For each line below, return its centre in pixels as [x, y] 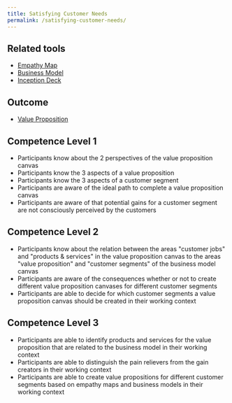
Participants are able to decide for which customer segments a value [116, 293]
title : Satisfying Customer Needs [58, 14]
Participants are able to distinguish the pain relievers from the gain [113, 362]
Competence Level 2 [53, 232]
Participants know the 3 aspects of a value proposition [96, 173]
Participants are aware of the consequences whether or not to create [117, 278]
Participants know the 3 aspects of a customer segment [98, 180]
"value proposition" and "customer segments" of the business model [116, 264]
